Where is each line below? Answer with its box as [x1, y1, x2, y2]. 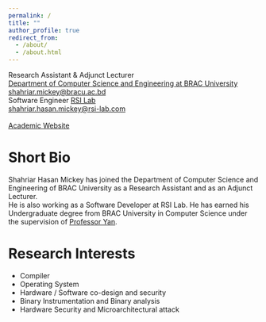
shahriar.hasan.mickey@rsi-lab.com [8, 104, 125, 113]
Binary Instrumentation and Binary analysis [19, 296, 160, 305]
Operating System [19, 279, 79, 289]
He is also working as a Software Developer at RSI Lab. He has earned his [8, 200, 249, 209]
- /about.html [15, 48, 62, 56]
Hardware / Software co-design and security [19, 287, 167, 297]
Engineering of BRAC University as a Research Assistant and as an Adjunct [8, 183, 253, 193]
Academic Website [8, 121, 70, 130]
